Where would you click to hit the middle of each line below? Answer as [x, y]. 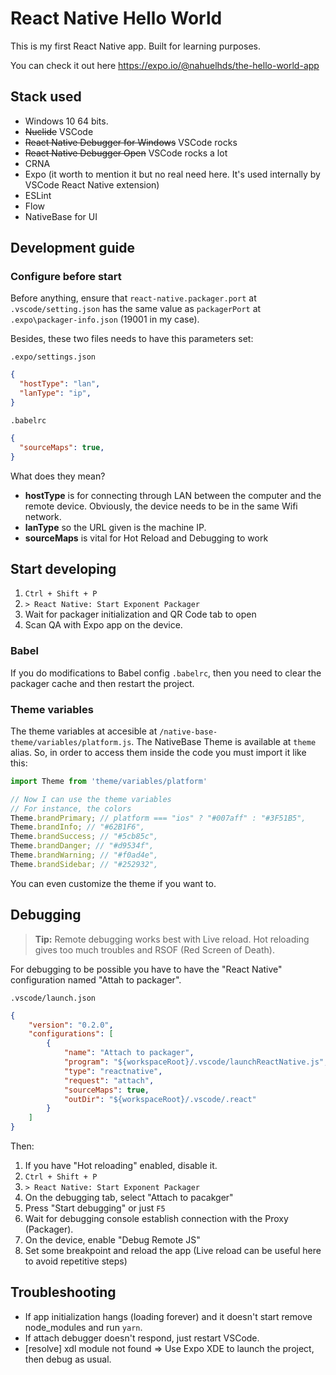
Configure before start [66, 277]
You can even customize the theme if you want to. [113, 883]
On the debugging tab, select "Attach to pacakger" [129, 1198]
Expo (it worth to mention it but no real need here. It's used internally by [172, 174]
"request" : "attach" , [109, 1080]
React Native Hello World [116, 18]
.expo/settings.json [53, 357]
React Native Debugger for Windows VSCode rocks [131, 142]
